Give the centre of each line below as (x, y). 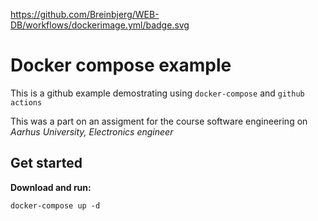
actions (26, 102)
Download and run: (51, 187)
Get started (46, 163)
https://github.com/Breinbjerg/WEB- (85, 14)
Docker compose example (121, 65)
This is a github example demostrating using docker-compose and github (157, 93)
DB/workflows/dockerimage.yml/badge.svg (100, 25)
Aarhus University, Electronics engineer (92, 131)
